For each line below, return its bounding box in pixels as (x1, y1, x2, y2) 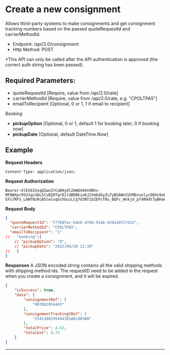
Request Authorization (5, 178, 54, 184)
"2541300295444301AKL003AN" (32, 316, 92, 321)
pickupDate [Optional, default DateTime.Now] (12, 131, 109, 137)
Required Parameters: (5, 76, 76, 85)
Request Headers (5, 159, 43, 166)
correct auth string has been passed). (5, 61, 84, 68)
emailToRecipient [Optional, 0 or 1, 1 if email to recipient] (12, 101, 130, 107)
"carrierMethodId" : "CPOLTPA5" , (10, 225, 78, 230)
